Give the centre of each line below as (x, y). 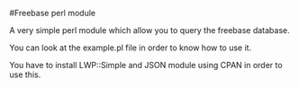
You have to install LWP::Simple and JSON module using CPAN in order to (146, 65)
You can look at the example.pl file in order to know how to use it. (131, 48)
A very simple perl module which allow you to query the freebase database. (149, 30)
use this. (25, 74)
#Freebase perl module (53, 13)
